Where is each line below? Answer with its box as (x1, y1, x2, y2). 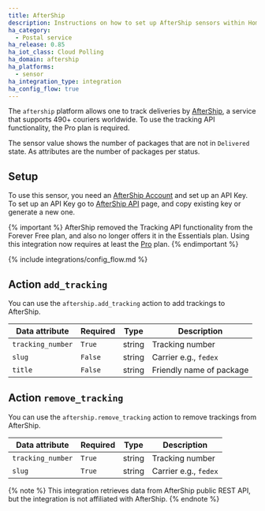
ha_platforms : (8, 63, 55, 71)
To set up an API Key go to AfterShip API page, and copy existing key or (8, 199, 241, 209)
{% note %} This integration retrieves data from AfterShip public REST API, (8, 486, 251, 495)
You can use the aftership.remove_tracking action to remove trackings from (8, 412, 257, 422)
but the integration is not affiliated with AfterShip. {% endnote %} (8, 494, 220, 503)
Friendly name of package (151, 364, 249, 375)
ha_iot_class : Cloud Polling (8, 48, 104, 56)
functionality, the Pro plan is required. (8, 123, 130, 132)
